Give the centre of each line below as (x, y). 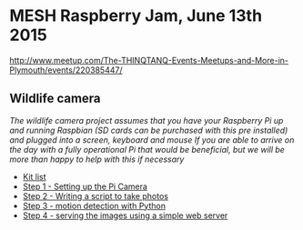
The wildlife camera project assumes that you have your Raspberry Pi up (146, 120)
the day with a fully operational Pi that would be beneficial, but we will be (147, 149)
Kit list (35, 176)
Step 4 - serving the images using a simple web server (125, 215)
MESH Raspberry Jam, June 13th (136, 16)
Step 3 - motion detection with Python (94, 205)
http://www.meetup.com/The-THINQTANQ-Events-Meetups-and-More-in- (149, 60)
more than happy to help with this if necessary (97, 159)
